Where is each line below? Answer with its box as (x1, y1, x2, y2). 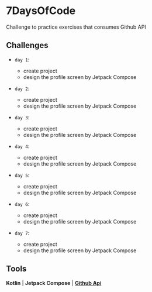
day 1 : (14, 56, 30, 63)
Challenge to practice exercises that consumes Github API (6, 23, 146, 30)
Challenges (6, 40, 49, 50)
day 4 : (14, 142, 30, 150)
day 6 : (14, 200, 30, 207)
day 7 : (14, 229, 30, 236)
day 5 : (14, 171, 30, 178)
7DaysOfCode (6, 4, 76, 18)
